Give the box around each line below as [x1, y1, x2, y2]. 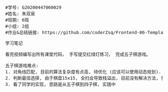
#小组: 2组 [5, 23, 29, 29]
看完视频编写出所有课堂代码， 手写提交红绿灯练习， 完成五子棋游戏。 [5, 51, 151, 57]
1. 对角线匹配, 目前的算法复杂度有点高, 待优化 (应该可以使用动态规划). [5, 69, 161, 74]
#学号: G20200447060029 [5, 4, 61, 10]
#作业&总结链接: [5, 29, 40, 35]
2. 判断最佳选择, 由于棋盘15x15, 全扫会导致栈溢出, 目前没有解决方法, [5, 75, 159, 81]
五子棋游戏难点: [5, 63, 39, 68]
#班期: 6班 [5, 17, 29, 22]
